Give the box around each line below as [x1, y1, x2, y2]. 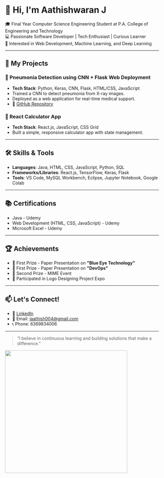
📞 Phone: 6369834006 [12, 321, 58, 327]
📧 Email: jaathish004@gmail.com [12, 316, 79, 322]
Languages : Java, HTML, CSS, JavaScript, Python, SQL [12, 164, 124, 170]
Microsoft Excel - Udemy [12, 225, 62, 231]
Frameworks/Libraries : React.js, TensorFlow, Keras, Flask [12, 169, 129, 176]
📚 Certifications [5, 200, 57, 208]
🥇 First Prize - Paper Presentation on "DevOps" [12, 265, 108, 271]
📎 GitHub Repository [12, 101, 54, 107]
